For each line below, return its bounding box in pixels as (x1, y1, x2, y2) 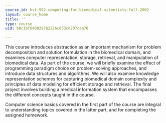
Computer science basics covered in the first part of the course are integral (5, 101, 161, 107)
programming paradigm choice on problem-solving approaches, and (5, 65, 147, 71)
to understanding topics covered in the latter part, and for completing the (5, 107, 156, 113)
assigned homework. (5, 112, 49, 118)
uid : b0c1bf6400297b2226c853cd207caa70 (5, 26, 89, 31)
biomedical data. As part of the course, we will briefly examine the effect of (5, 60, 161, 66)
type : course (5, 21, 33, 26)
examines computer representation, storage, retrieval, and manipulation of (5, 54, 159, 60)
